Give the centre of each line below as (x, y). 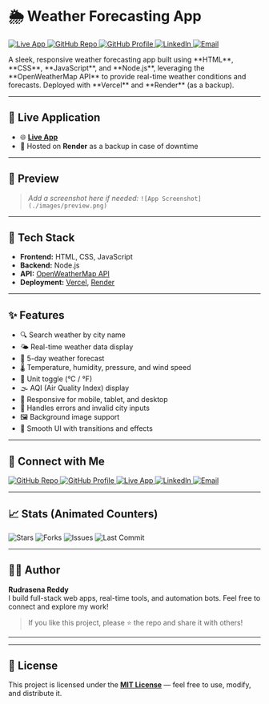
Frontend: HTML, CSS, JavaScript (76, 257)
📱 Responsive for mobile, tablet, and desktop (94, 400)
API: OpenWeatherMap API (65, 274)
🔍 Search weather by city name (72, 335)
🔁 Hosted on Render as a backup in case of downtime (109, 146)
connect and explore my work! (58, 606)
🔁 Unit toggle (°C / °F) (56, 379)
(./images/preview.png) (68, 206)
